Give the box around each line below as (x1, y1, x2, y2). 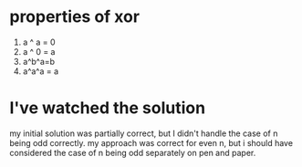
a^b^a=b (22, 56, 56, 67)
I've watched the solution (9, 98, 206, 119)
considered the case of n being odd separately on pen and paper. (9, 147, 256, 158)
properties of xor (9, 6, 140, 27)
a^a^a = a (22, 66, 59, 77)
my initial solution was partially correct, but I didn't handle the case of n (9, 128, 278, 139)
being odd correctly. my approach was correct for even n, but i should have (9, 137, 294, 148)
